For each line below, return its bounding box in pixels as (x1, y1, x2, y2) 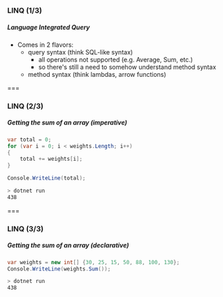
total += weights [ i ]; (20, 156, 82, 163)
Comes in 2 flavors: (17, 41, 74, 49)
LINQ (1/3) (7, 6, 43, 15)
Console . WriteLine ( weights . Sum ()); (7, 265, 111, 273)
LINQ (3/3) (7, 224, 44, 233)
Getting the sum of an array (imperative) (7, 118, 128, 127)
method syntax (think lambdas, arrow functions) (27, 70, 166, 78)
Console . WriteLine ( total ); (7, 175, 86, 182)
